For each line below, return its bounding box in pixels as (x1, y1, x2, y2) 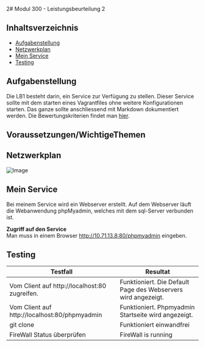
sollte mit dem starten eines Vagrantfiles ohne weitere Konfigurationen (6, 99, 184, 106)
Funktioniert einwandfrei (120, 321, 190, 329)
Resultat (145, 268, 170, 276)
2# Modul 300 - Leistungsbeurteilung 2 (6, 5, 106, 12)
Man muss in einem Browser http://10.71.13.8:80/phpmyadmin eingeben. (6, 232, 187, 239)
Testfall (51, 268, 73, 276)
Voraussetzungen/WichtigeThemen (6, 130, 146, 140)
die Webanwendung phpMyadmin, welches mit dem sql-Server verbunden (6, 207, 194, 214)
